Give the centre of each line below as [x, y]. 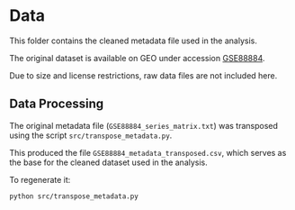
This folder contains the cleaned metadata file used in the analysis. [134, 41]
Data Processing [57, 104]
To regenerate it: [40, 179]
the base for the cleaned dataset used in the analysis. [109, 162]
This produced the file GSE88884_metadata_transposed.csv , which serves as [148, 152]
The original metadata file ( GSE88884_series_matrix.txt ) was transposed [144, 125]
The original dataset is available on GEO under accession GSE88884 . [137, 58]
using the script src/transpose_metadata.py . [91, 135]
